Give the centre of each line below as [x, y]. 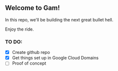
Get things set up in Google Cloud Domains [55, 58]
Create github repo [31, 53]
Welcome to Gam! [33, 8]
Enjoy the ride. [19, 29]
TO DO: [14, 42]
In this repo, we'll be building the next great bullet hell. [59, 19]
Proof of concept [29, 63]
